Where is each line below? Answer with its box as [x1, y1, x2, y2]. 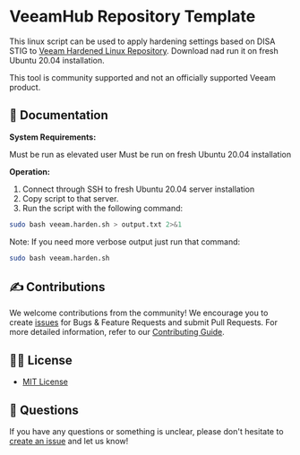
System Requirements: [9, 132, 97, 142]
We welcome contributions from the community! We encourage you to [9, 307, 269, 319]
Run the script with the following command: [21, 202, 184, 213]
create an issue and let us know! [9, 435, 129, 446]
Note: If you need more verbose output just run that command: [9, 236, 241, 247]
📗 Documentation [9, 107, 109, 123]
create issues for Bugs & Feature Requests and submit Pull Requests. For [9, 317, 278, 328]
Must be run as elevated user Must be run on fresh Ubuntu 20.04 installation [9, 149, 292, 159]
